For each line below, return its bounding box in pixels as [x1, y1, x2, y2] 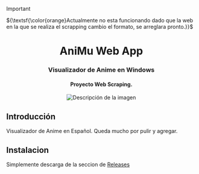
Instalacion [6, 144, 49, 155]
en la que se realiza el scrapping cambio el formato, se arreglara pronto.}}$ [6, 23, 194, 30]
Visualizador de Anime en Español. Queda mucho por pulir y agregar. [6, 128, 178, 135]
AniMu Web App [59, 45, 144, 58]
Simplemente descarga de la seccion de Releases [6, 161, 130, 168]
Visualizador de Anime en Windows [48, 66, 155, 74]
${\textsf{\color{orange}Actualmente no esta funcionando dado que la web [6, 17, 194, 23]
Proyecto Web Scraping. [70, 81, 133, 88]
